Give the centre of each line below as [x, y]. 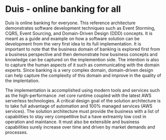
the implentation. [22, 81]
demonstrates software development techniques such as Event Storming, [80, 28]
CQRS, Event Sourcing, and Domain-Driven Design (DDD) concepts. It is [79, 33]
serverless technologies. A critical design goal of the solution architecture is [83, 100]
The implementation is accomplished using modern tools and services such [83, 90]
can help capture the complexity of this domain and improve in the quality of [83, 75]
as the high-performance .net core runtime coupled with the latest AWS [78, 95]
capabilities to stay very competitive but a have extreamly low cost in [76, 116]
